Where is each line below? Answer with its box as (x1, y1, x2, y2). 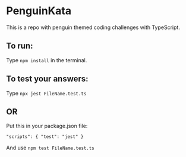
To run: (6, 41, 33, 51)
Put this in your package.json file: (6, 123, 88, 130)
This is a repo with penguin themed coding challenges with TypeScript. (6, 24, 180, 31)
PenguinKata (6, 4, 72, 18)
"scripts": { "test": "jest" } (6, 134, 84, 140)
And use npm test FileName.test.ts (6, 144, 95, 152)
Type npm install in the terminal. (6, 56, 87, 63)
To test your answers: (6, 74, 89, 84)
